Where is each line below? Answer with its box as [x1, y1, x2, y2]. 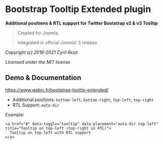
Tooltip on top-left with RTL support [10, 130, 92, 135]
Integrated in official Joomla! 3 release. [17, 39, 99, 46]
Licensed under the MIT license [5, 59, 70, 65]
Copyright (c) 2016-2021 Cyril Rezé [5, 49, 78, 55]
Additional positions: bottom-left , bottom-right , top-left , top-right [12, 96, 154, 102]
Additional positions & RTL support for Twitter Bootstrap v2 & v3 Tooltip [5, 20, 158, 26]
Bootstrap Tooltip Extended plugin [5, 4, 151, 15]
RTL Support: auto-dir [12, 102, 59, 108]
